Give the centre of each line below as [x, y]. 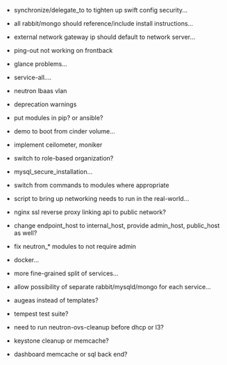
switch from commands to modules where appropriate [91, 185]
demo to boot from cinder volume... [65, 131]
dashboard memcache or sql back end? [70, 354]
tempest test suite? [41, 314]
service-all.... [33, 77]
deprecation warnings [45, 104]
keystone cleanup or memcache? [61, 341]
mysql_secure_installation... [53, 172]
